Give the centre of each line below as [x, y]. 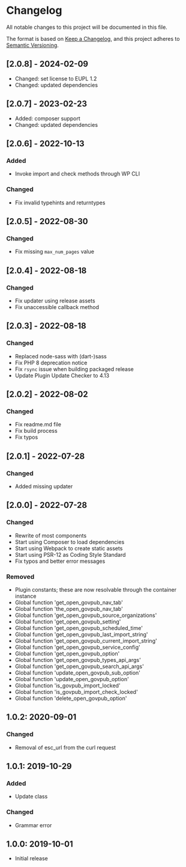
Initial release [31, 859]
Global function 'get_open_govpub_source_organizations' [86, 615]
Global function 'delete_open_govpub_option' [71, 698]
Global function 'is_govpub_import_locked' [68, 685]
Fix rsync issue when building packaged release [74, 369]
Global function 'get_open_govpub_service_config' [77, 647]
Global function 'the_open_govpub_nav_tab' [69, 608]
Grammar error [33, 825]
